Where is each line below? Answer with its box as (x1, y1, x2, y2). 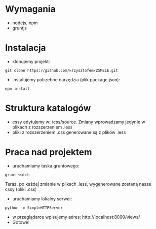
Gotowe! (12, 219, 30, 225)
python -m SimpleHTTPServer (5, 205, 63, 210)
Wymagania (5, 3, 56, 15)
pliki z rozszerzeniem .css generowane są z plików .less (12, 129, 126, 135)
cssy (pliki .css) (5, 186, 37, 192)
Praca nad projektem (5, 147, 92, 158)
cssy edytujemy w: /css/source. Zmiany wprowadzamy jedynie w (12, 119, 146, 125)
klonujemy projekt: (12, 58, 50, 65)
